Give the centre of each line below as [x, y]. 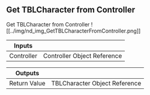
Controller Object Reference [82, 55]
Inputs [23, 46]
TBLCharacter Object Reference [96, 83]
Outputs [27, 73]
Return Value [27, 83]
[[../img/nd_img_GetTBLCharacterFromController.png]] [73, 31]
